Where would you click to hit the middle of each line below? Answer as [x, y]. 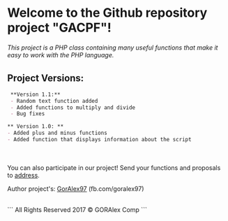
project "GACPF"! [59, 28]
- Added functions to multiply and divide [73, 107]
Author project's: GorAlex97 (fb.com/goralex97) [76, 188]
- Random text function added [54, 101]
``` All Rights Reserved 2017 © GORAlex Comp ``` [77, 209]
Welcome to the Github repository [107, 13]
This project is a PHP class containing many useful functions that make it [113, 48]
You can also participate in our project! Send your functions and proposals [114, 167]
